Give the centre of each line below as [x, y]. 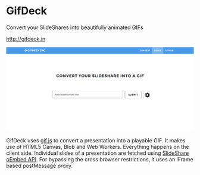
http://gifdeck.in [26, 39]
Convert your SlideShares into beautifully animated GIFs [75, 27]
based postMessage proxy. [40, 166]
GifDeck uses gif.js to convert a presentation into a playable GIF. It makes [96, 140]
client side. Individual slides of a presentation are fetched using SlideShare [98, 153]
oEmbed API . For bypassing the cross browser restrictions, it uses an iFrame [100, 159]
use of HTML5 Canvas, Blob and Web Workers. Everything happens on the [98, 147]
